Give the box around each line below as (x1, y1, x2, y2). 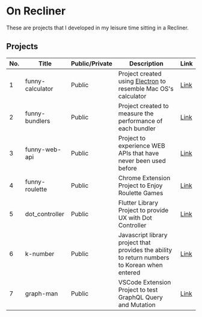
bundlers (25, 116, 50, 125)
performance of (118, 116, 163, 125)
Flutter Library (118, 198, 158, 207)
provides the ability (118, 246, 173, 254)
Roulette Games (118, 189, 164, 197)
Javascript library (118, 231, 168, 239)
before (118, 164, 137, 172)
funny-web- (25, 145, 62, 154)
